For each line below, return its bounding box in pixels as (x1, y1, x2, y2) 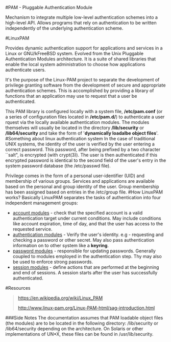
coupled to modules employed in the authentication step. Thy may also (12, 253, 162, 259)
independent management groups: (5, 200, 78, 206)
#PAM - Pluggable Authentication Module (5, 5, 93, 10)
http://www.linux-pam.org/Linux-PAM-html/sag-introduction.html (17, 305, 155, 311)
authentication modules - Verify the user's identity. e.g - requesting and (12, 231, 164, 238)
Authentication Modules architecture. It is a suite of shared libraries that (5, 56, 156, 62)
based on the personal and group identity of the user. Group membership (5, 184, 159, 189)
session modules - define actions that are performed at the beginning (12, 264, 159, 270)
